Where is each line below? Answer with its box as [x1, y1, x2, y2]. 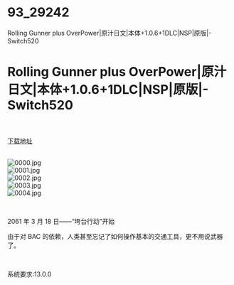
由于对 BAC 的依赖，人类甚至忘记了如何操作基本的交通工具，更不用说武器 [7, 232, 223, 240]
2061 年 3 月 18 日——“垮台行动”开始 [7, 217, 115, 225]
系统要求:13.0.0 [7, 269, 52, 278]
